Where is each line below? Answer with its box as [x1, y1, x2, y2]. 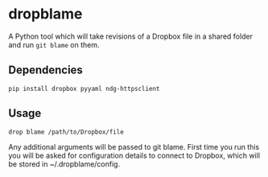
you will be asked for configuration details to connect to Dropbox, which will [8, 150, 260, 160]
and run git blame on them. [8, 39, 100, 49]
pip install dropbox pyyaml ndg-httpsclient [8, 84, 160, 93]
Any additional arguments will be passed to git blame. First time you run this [8, 142, 260, 151]
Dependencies [8, 64, 83, 77]
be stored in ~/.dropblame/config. [8, 158, 121, 169]
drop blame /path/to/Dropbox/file [8, 128, 125, 136]
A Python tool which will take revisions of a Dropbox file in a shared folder [8, 31, 254, 41]
